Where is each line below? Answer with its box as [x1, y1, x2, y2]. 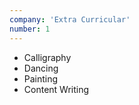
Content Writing [23, 83, 90, 95]
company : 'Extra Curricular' [9, 14, 131, 25]
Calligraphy [23, 51, 72, 63]
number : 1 [9, 24, 51, 34]
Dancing [23, 62, 59, 74]
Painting [23, 72, 59, 85]
